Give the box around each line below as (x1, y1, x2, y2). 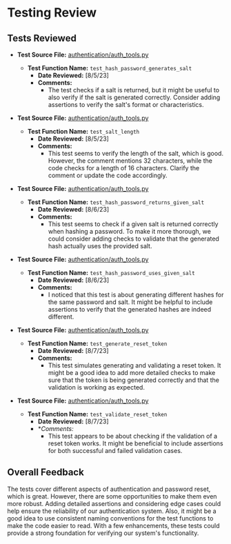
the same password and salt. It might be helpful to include (48, 298, 213, 306)
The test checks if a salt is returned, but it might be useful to (48, 86, 219, 94)
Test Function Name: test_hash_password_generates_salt (27, 64, 192, 72)
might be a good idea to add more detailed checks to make (48, 369, 216, 376)
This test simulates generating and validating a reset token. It (48, 361, 221, 370)
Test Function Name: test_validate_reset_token (27, 410, 168, 418)
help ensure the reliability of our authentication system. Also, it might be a (7, 507, 217, 515)
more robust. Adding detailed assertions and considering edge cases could (7, 499, 221, 507)
